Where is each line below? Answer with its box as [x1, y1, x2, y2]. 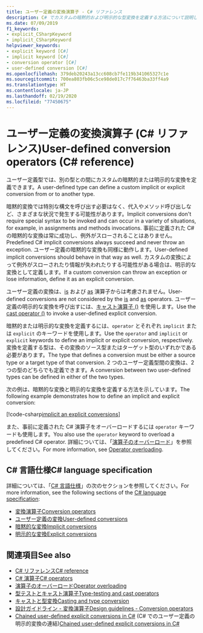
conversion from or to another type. [6, 190, 95, 197]
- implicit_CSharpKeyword [6, 37, 71, 43]
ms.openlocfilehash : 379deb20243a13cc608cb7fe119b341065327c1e [6, 71, 169, 77]
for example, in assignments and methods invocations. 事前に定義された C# [6, 224, 195, 232]
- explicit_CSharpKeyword [6, 31, 71, 37]
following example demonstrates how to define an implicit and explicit [6, 392, 180, 400]
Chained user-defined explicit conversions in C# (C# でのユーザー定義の [14, 612, 195, 620]
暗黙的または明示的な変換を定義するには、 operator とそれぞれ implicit [6, 322, 185, 329]
